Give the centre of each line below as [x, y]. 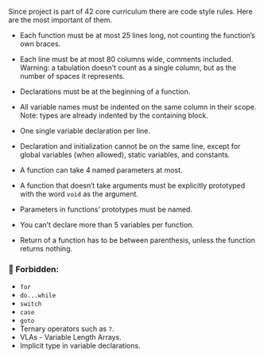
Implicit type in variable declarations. [80, 346]
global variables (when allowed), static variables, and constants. [125, 155]
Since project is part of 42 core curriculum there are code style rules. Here [130, 12]
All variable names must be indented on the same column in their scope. [138, 107]
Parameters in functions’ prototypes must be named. [106, 209]
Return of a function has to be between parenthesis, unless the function [138, 240]
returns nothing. [46, 249]
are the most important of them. [60, 20]
